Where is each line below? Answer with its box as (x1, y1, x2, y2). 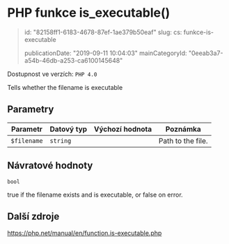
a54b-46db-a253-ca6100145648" (24, 56, 123, 64)
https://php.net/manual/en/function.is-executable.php (7, 229, 162, 238)
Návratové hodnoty (7, 160, 93, 171)
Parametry (7, 103, 54, 116)
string (49, 137, 72, 144)
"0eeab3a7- (188, 49, 223, 57)
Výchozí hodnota (93, 124, 152, 134)
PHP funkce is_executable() (7, 5, 171, 21)
